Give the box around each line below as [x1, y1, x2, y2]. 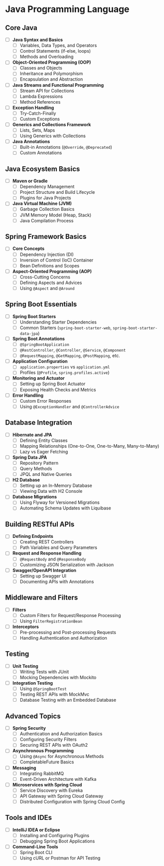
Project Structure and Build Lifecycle [19, 189, 95, 195]
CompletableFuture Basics [19, 759, 74, 765]
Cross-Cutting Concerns [19, 274, 71, 280]
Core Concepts [12, 245, 45, 251]
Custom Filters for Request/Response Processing [19, 612, 121, 618]
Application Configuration [12, 358, 68, 364]
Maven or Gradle [12, 178, 48, 184]
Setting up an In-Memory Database [19, 482, 92, 489]
